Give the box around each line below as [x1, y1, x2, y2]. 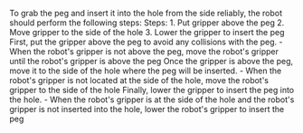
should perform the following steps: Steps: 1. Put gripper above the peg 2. [9, 17, 285, 28]
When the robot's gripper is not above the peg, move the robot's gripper [9, 46, 279, 57]
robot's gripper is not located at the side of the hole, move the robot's [9, 75, 270, 85]
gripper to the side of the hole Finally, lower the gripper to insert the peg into [9, 85, 295, 95]
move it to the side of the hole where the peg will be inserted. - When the [9, 65, 282, 76]
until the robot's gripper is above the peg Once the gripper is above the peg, [9, 56, 294, 66]
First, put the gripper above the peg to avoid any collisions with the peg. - [9, 36, 283, 47]
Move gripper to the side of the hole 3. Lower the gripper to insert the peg [9, 27, 285, 37]
